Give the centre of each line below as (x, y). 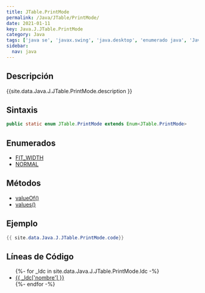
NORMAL (27, 164)
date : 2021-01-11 (28, 23)
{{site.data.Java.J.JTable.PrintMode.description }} (69, 91)
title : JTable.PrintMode (38, 12)
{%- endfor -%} (35, 284)
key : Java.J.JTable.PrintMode (45, 29)
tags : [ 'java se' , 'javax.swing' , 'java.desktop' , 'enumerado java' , (97, 40)
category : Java (26, 35)
